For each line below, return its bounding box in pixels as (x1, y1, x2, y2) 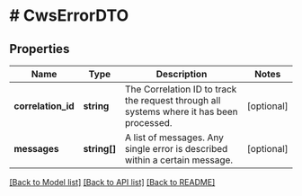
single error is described (124, 143, 228, 155)
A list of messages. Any (124, 131, 225, 144)
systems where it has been (124, 105, 238, 118)
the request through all (124, 94, 221, 106)
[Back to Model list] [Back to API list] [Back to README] (9, 177, 216, 187)
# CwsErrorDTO (9, 5, 129, 26)
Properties (9, 41, 70, 57)
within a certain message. (124, 154, 234, 166)
